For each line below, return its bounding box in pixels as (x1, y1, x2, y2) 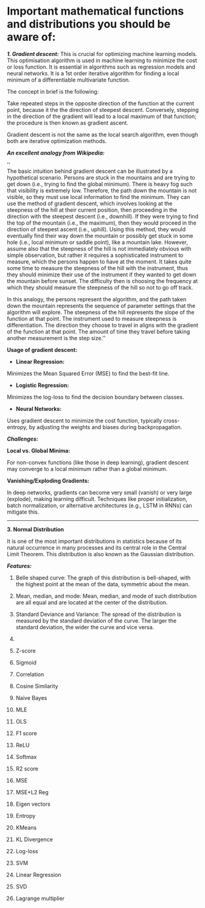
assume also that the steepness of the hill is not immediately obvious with (7, 245, 192, 252)
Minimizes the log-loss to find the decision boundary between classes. (7, 393, 184, 400)
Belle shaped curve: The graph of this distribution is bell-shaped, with (15, 574, 191, 581)
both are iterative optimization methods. (7, 137, 107, 144)
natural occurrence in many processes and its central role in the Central (7, 543, 187, 551)
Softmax (15, 753, 37, 760)
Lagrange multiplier (15, 895, 65, 902)
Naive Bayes (15, 694, 47, 701)
